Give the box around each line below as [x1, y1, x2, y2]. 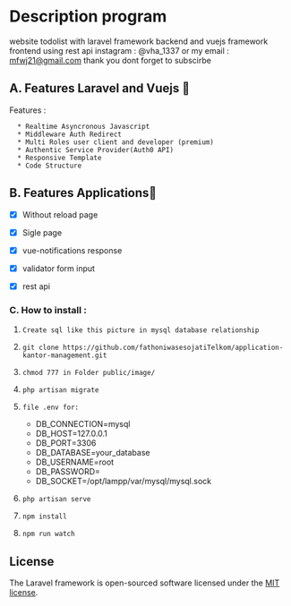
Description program [9, 6, 167, 27]
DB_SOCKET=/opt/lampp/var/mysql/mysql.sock [35, 476, 212, 487]
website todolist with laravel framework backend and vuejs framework [9, 36, 269, 47]
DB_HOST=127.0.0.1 [35, 428, 107, 440]
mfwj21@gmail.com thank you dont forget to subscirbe [9, 55, 212, 65]
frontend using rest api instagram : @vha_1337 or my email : [9, 45, 230, 55]
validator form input [21, 262, 96, 274]
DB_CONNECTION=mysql [35, 419, 131, 430]
